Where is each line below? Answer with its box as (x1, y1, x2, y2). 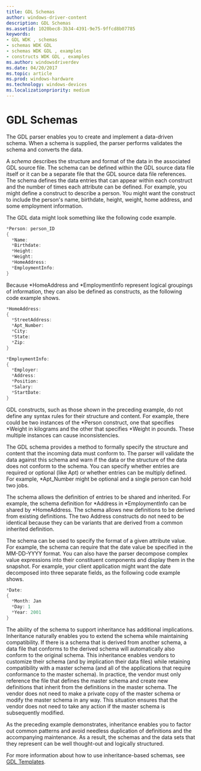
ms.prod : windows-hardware (6, 76, 74, 82)
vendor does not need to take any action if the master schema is (6, 702, 166, 710)
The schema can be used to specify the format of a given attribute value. (6, 537, 187, 544)
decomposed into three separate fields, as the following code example (6, 569, 181, 576)
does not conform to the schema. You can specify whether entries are (6, 462, 180, 470)
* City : (11, 328, 28, 334)
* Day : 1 (11, 604, 31, 610)
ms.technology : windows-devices (6, 82, 87, 88)
